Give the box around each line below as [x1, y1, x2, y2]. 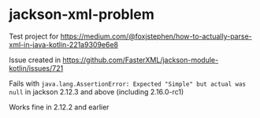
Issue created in [9, 55, 61, 65]
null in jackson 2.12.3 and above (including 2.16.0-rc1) [9, 87, 184, 96]
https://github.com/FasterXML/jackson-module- [62, 55, 219, 65]
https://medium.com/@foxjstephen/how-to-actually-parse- [60, 31, 252, 41]
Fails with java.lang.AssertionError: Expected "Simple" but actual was [9, 79, 247, 88]
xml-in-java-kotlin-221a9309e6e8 [9, 39, 119, 49]
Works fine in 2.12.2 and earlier [9, 102, 110, 112]
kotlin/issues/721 [9, 63, 64, 72]
